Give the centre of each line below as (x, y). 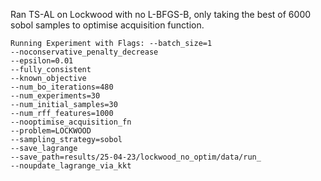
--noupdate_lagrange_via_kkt (71, 166)
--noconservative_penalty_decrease (84, 52)
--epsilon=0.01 (42, 61)
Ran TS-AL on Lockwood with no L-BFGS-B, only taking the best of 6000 (161, 14)
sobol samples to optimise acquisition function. (107, 25)
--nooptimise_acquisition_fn (71, 122)
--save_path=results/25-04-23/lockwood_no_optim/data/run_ (136, 157)
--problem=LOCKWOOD (51, 131)
